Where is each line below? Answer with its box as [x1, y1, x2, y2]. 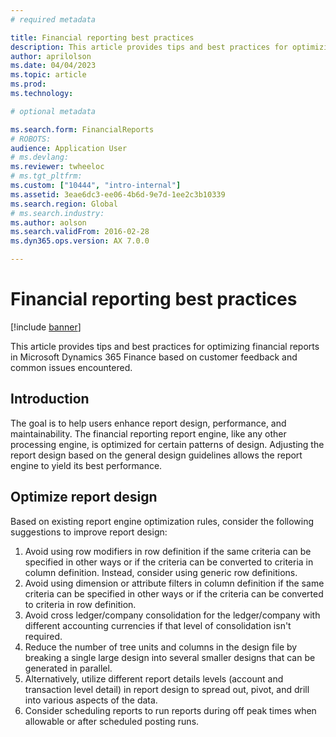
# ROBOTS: [10, 134, 52, 144]
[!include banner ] [10, 321, 82, 333]
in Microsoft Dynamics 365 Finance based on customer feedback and [10, 351, 298, 363]
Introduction [10, 391, 90, 408]
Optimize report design [10, 489, 158, 506]
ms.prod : [10, 79, 47, 90]
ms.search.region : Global [10, 199, 118, 209]
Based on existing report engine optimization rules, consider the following [10, 515, 315, 527]
